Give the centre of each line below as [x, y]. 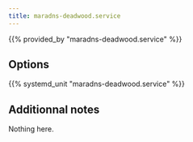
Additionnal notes [54, 109]
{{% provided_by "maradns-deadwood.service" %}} [95, 39]
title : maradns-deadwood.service [65, 16]
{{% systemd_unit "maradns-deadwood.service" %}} [97, 84]
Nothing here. [31, 129]
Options [29, 65]
